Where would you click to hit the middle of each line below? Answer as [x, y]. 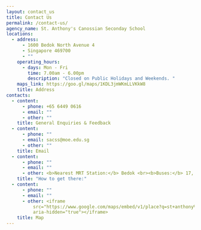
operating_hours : [39, 62]
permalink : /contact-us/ [37, 23]
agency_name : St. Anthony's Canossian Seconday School [76, 28]
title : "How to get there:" [52, 179]
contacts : [19, 95]
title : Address [36, 90]
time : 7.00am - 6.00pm [56, 73]
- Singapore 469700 [46, 51]
